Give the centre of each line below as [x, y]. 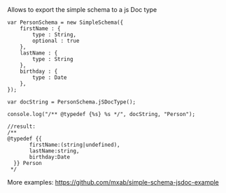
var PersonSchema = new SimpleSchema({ [65, 23]
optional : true [56, 41]
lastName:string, [54, 151]
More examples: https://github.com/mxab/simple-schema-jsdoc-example [113, 183]
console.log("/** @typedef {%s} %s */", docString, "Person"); [101, 115]
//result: [22, 127]
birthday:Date [50, 157]
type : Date [50, 78]
